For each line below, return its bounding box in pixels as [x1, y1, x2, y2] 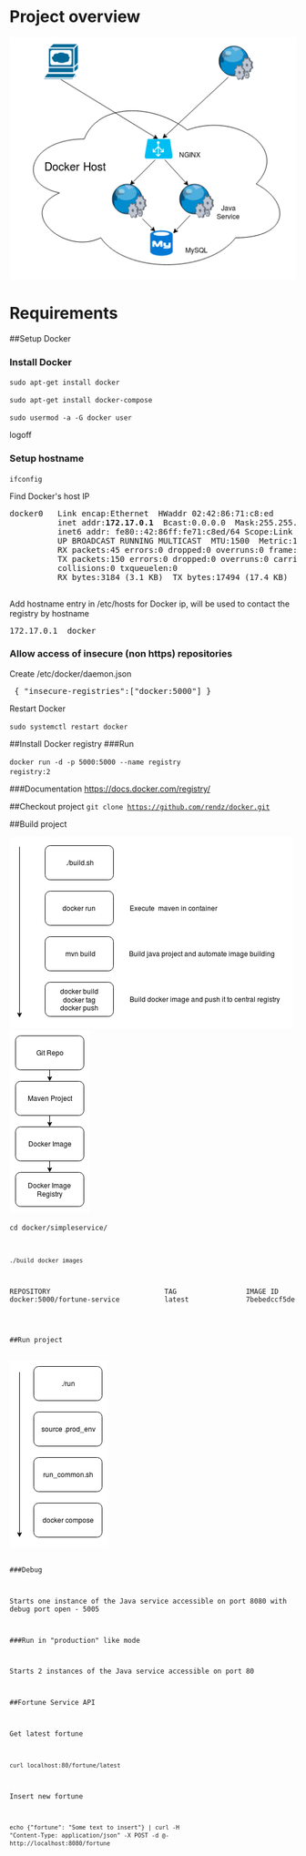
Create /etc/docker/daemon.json [9, 668, 132, 679]
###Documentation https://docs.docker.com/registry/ [9, 783, 211, 794]
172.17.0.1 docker [9, 626, 97, 636]
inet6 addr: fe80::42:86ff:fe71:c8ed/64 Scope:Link [57, 526, 293, 536]
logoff [9, 430, 32, 441]
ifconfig [9, 474, 43, 484]
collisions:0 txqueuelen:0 [57, 563, 178, 573]
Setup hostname [9, 453, 85, 465]
